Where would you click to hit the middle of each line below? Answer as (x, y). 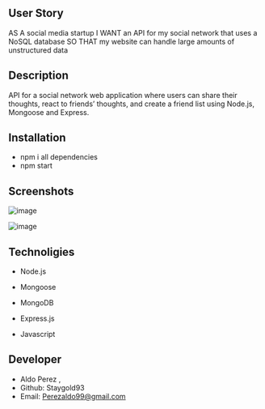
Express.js (37, 318)
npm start (36, 166)
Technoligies (42, 251)
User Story (36, 13)
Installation (37, 138)
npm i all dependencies (59, 157)
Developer (35, 360)
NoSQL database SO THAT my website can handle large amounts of (122, 41)
